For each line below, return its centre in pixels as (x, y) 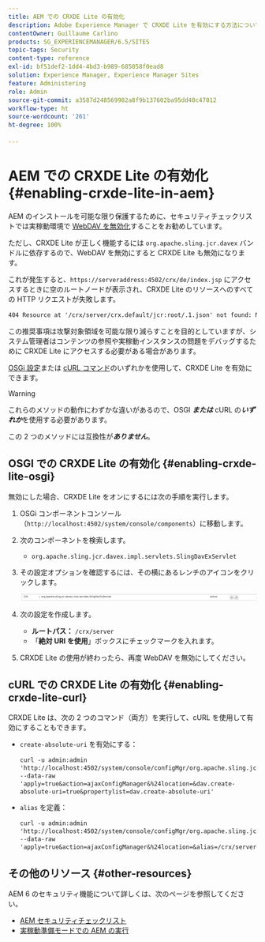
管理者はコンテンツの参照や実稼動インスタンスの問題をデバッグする (139, 341)
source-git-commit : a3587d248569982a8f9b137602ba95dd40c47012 (112, 100)
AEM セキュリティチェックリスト (73, 921)
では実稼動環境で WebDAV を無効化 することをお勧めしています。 (120, 226)
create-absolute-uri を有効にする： (78, 744)
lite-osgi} (32, 477)
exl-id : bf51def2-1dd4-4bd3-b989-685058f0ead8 (86, 67)
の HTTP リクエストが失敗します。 (64, 299)
